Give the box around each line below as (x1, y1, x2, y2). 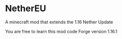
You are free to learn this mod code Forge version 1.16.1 (5, 28, 118, 34)
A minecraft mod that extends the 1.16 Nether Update (5, 19, 113, 25)
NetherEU (5, 3, 46, 14)
